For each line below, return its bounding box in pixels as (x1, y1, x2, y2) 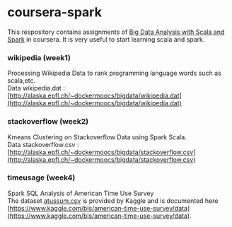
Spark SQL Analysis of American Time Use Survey (7, 189, 154, 197)
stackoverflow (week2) (7, 117, 89, 127)
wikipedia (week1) (7, 52, 71, 62)
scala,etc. (7, 76, 36, 85)
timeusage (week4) (7, 173, 76, 182)
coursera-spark (7, 4, 103, 21)
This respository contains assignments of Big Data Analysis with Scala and (7, 28, 225, 36)
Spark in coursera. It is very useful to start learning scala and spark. (7, 35, 205, 43)
